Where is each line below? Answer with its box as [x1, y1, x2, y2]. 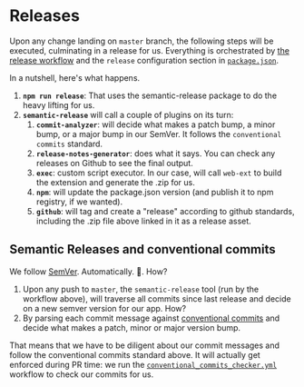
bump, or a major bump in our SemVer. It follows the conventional [35, 128, 282, 139]
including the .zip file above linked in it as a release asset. [35, 215, 251, 226]
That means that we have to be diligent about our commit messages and [9, 340, 279, 351]
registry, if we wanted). [35, 196, 123, 207]
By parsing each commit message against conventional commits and [22, 313, 280, 323]
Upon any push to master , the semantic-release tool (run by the [22, 283, 260, 294]
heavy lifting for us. [22, 99, 95, 110]
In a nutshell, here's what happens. [9, 72, 141, 83]
